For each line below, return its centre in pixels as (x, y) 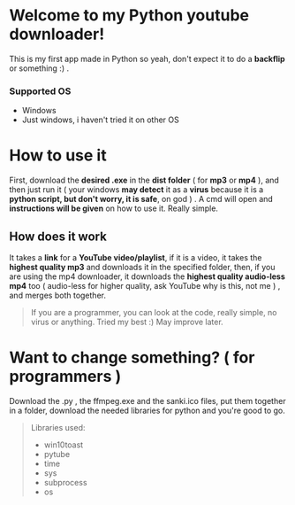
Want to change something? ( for (132, 357)
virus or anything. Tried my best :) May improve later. (127, 322)
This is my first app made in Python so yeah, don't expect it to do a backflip (147, 58)
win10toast (64, 445)
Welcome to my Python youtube (129, 16)
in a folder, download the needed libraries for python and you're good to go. (147, 410)
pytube (57, 454)
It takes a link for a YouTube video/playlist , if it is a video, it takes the (136, 257)
